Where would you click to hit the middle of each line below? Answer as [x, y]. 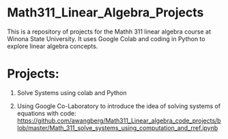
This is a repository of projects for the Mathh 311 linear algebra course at [109, 31]
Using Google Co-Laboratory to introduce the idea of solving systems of [118, 106]
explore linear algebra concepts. [53, 46]
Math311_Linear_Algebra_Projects [105, 13]
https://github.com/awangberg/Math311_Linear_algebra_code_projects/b [119, 121]
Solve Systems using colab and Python [72, 92]
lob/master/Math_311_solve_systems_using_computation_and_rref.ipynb [117, 127]
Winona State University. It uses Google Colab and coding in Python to [106, 38]
